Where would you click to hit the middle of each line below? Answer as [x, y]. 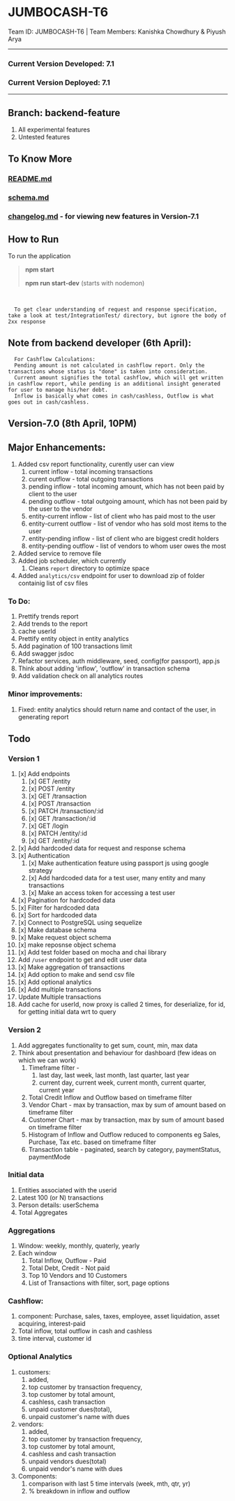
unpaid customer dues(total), [70, 1409]
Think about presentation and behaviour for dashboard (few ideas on [117, 1052]
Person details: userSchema [59, 1205]
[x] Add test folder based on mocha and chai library [92, 952]
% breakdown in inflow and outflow [79, 1491]
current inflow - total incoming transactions [90, 471]
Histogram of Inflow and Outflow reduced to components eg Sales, [124, 1134]
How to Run [33, 239]
